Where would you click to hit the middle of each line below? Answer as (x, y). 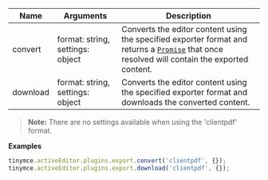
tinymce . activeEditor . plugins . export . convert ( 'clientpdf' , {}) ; (117, 161)
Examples (25, 146)
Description (189, 16)
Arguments (85, 16)
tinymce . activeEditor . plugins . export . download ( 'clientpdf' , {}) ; (119, 168)
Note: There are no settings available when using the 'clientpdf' (132, 122)
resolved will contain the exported (185, 59)
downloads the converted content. (185, 102)
